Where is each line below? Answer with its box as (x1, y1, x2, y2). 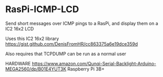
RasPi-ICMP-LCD (5, 4, 79, 15)
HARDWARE (5, 60, 31, 66)
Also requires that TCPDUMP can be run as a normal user (5, 51, 127, 57)
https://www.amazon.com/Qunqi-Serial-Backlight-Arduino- (32, 60, 156, 66)
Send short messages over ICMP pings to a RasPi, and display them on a (5, 20, 158, 26)
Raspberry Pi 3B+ (67, 66, 105, 72)
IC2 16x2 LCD (5, 25, 34, 31)
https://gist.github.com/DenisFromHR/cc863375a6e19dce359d (5, 41, 138, 47)
